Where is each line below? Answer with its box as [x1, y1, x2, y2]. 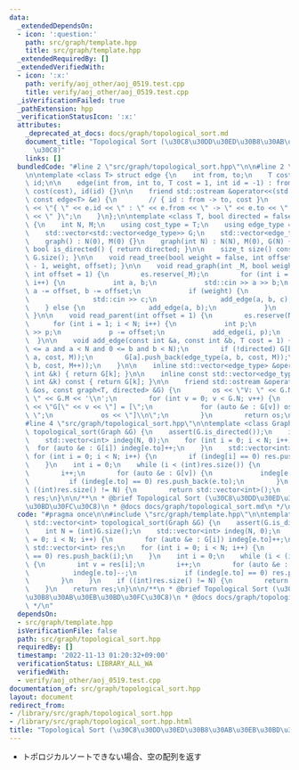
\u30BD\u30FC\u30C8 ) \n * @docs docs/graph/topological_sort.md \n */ [25, 502, 285, 511]
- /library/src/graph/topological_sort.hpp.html [9, 717, 193, 726]
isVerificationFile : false [17, 626, 117, 635]
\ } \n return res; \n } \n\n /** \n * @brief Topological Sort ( [25, 585, 277, 594]
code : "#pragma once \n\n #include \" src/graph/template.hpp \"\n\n [17, 510, 265, 520]
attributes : [17, 121, 62, 130]
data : [9, 12, 29, 22]
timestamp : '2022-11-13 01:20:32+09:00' [17, 651, 169, 660]
